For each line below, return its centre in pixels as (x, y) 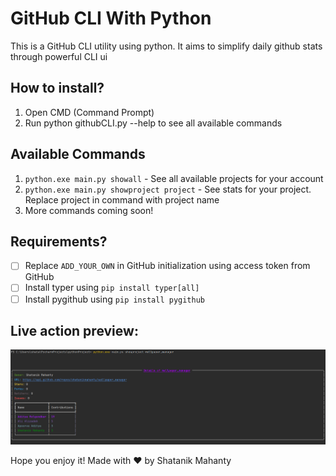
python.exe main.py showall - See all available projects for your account (174, 178)
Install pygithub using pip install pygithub (114, 299)
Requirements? (59, 241)
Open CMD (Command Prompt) (89, 112)
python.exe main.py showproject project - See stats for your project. (168, 189)
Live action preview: (74, 330)
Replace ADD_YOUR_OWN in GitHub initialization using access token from (167, 266)
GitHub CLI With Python (111, 18)
